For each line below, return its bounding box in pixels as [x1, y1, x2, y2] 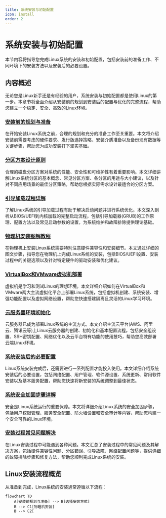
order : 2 [5, 16, 23, 21]
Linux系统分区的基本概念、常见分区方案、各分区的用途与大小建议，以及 [9, 175, 155, 181]
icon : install [5, 12, 35, 17]
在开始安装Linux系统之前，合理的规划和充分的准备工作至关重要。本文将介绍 [5, 130, 159, 136]
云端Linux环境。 [5, 340, 38, 345]
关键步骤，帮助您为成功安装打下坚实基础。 [5, 143, 92, 149]
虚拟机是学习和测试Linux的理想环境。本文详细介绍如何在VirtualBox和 [5, 283, 146, 289]
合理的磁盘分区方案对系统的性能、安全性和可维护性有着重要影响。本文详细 [5, 169, 157, 174]
